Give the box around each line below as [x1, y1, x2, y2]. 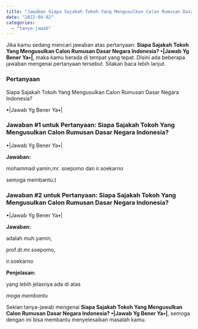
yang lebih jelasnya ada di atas [6, 280, 81, 288]
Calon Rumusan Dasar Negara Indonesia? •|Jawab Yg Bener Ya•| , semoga [6, 310, 190, 317]
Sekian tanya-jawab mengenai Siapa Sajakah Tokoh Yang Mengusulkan [6, 304, 183, 311]
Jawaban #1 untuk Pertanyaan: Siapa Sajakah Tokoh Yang [6, 121, 175, 129]
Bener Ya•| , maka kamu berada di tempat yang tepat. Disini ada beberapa [6, 54, 186, 61]
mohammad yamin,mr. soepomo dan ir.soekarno [6, 164, 124, 172]
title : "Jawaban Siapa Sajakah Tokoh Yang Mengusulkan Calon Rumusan [6, 8, 181, 15]
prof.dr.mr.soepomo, [6, 246, 56, 253]
